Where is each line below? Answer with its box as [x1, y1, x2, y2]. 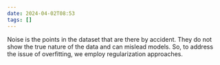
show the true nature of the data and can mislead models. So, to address [7, 42, 214, 51]
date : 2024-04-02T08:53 [7, 10, 76, 17]
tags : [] [7, 16, 32, 23]
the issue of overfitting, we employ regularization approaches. [7, 49, 184, 58]
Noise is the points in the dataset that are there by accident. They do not [7, 35, 212, 43]
